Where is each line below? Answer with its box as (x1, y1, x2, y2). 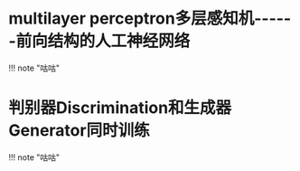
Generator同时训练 (8, 120, 150, 141)
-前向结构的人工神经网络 (8, 31, 191, 52)
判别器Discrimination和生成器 (8, 98, 232, 119)
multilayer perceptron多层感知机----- (8, 8, 292, 29)
